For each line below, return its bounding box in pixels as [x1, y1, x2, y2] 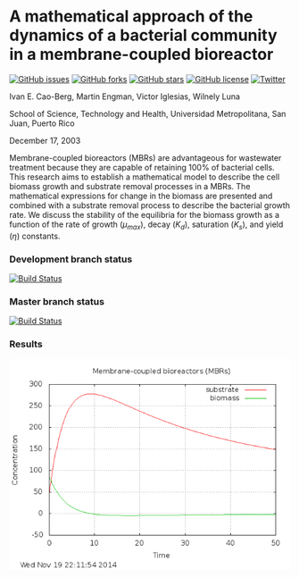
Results [9, 338, 43, 350]
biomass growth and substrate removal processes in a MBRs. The [9, 180, 251, 191]
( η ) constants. [9, 230, 61, 241]
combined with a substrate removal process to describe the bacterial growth [9, 199, 290, 211]
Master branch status [9, 295, 105, 307]
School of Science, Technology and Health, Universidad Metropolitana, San [9, 108, 287, 119]
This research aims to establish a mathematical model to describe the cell [9, 171, 280, 182]
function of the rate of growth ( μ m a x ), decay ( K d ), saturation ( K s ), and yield [9, 219, 284, 231]
